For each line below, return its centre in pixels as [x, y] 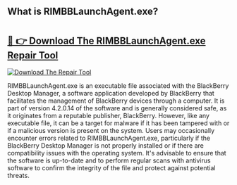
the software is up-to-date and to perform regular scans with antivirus [109, 160]
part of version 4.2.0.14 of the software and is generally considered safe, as [117, 108]
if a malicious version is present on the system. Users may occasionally [111, 130]
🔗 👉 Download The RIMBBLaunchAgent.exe [107, 40]
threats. [18, 176]
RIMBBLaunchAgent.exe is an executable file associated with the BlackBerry [118, 86]
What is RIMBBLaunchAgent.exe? [83, 12]
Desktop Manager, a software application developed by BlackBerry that [111, 93]
